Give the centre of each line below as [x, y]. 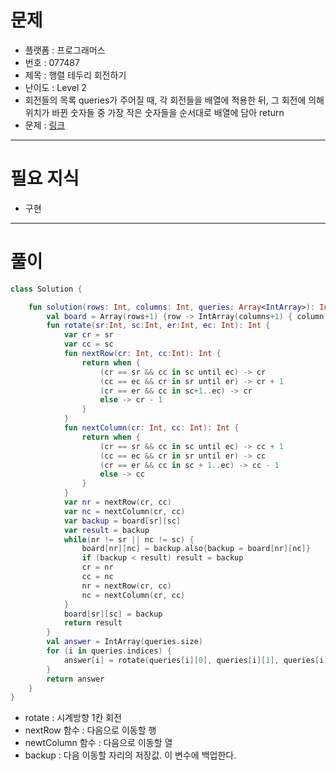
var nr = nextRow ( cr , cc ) [117, 502]
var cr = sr [88, 335]
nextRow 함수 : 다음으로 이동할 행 [90, 730]
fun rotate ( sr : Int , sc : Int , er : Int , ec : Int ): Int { [158, 326]
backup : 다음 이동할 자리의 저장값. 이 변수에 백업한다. [130, 755]
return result [93, 623]
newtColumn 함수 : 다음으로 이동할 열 [98, 743]
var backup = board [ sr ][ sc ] [122, 521]
